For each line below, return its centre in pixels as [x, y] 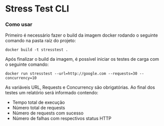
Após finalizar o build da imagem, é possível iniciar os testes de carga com [82, 59]
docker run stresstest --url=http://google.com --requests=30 [71, 74]
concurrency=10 [21, 78]
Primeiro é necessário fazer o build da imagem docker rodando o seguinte [82, 35]
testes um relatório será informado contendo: [52, 93]
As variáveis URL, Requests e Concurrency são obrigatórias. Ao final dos [80, 87]
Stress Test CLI [37, 9]
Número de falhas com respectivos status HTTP [62, 118]
